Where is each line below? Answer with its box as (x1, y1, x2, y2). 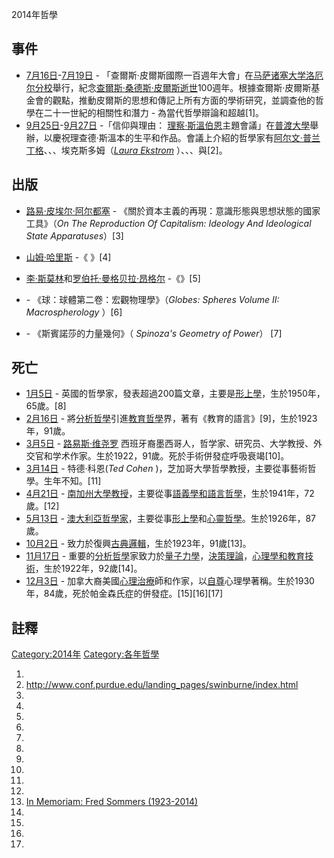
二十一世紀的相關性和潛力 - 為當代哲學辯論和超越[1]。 (43, 106, 265, 118)
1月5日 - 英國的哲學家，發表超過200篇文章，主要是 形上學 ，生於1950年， (25, 388, 326, 400)
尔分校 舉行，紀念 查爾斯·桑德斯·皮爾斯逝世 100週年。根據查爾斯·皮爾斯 (25, 81, 312, 93)
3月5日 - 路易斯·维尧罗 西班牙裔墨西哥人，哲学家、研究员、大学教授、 (25, 438, 314, 450)
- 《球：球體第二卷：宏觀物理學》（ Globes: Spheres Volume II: (25, 293, 280, 305)
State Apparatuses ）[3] (25, 229, 124, 242)
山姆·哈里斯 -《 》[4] (25, 251, 112, 263)
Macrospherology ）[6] (25, 306, 123, 318)
